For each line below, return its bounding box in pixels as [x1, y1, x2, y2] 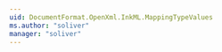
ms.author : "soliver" [9, 21, 90, 30]
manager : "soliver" [9, 29, 82, 38]
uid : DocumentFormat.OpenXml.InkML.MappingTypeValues [9, 12, 214, 22]
